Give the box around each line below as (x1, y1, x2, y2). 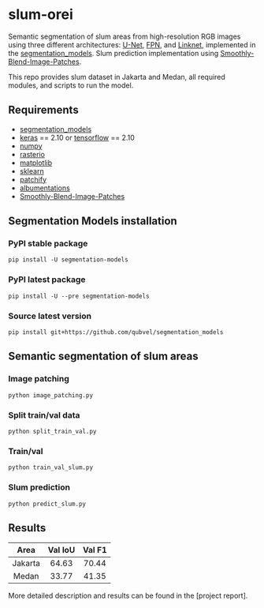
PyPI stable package (8, 238, 88, 250)
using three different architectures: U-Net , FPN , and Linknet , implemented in (8, 39, 256, 49)
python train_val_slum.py (8, 464, 93, 471)
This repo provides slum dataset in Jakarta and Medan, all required (8, 72, 226, 81)
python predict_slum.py (8, 500, 87, 508)
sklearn (19, 166, 45, 175)
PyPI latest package (8, 274, 86, 285)
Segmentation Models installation (8, 215, 177, 228)
